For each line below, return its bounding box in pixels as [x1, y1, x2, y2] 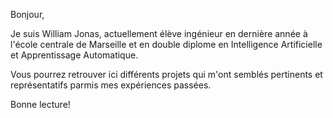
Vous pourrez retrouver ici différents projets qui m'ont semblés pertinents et [10, 69, 323, 80]
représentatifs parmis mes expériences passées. [10, 79, 212, 91]
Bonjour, [10, 9, 45, 20]
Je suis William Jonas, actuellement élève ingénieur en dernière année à [10, 28, 308, 39]
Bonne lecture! [10, 99, 71, 110]
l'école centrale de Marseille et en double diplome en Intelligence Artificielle [10, 39, 323, 50]
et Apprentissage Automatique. [10, 49, 139, 61]
